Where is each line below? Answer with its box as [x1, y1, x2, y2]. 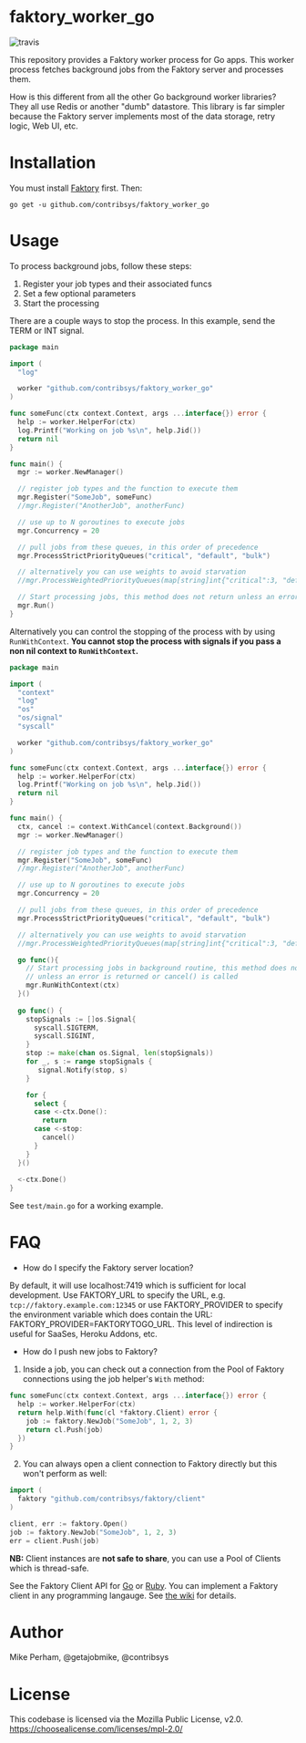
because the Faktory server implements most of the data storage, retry [9, 110, 276, 121]
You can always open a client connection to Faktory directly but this [22, 1458, 278, 1469]
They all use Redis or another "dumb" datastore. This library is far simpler [9, 100, 285, 111]
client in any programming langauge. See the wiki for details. [9, 1590, 237, 1601]
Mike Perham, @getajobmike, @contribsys [9, 1652, 169, 1663]
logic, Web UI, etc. [9, 120, 79, 131]
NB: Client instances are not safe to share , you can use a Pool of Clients [9, 1552, 281, 1563]
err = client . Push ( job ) [9, 1536, 100, 1545]
